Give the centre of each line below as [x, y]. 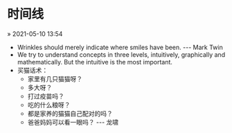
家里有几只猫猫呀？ [55, 79]
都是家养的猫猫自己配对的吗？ [70, 113]
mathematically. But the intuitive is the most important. [95, 62]
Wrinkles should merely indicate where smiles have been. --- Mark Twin [120, 47]
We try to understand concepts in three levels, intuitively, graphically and [121, 54]
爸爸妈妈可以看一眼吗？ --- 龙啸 [73, 122]
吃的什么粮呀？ [49, 105]
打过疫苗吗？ [46, 96]
